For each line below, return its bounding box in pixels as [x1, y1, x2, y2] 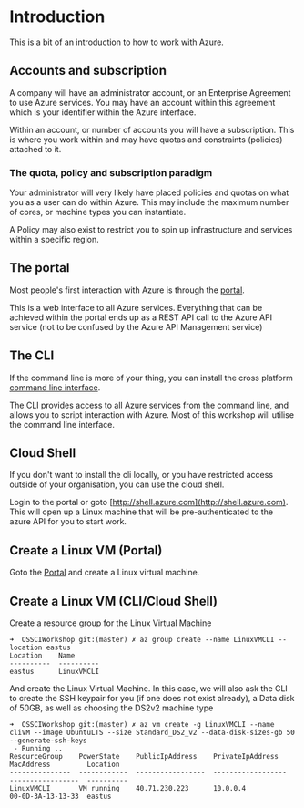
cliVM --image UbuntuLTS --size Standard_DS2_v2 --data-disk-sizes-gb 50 [9, 728, 296, 738]
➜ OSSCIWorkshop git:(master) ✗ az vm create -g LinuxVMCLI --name [9, 720, 275, 730]
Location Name [9, 651, 76, 660]
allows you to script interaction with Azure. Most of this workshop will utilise [9, 409, 294, 420]
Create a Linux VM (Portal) [9, 543, 163, 558]
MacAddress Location [9, 760, 120, 770]
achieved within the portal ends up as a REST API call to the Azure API [9, 312, 273, 323]
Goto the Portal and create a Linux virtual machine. [9, 567, 200, 578]
